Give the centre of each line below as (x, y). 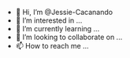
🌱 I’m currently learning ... (58, 29)
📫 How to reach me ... (52, 46)
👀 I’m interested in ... (49, 20)
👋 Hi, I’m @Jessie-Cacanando (64, 12)
